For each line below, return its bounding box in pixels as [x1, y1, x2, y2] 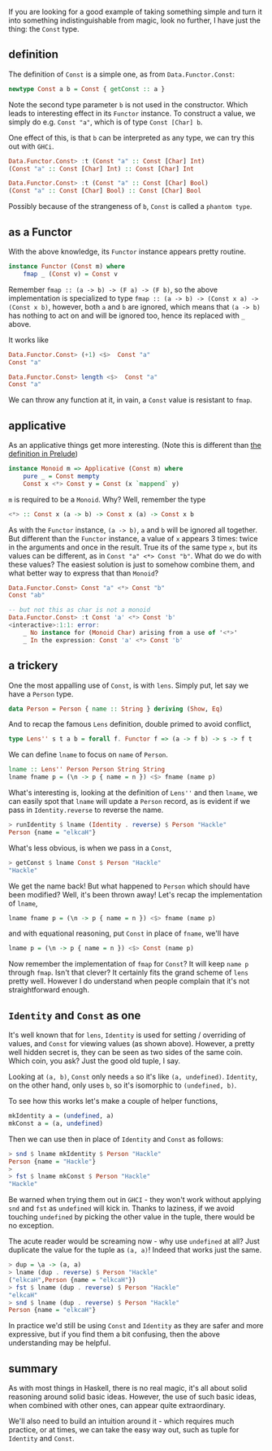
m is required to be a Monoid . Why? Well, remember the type [8, 494, 206, 504]
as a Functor [8, 225, 73, 239]
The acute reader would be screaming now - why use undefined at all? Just [8, 1236, 260, 1246]
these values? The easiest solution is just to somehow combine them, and [8, 559, 255, 569]
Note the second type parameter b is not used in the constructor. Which [8, 99, 248, 109]
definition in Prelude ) [8, 449, 79, 458]
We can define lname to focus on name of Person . [8, 749, 169, 759]
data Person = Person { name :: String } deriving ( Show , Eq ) [8, 705, 223, 713]
